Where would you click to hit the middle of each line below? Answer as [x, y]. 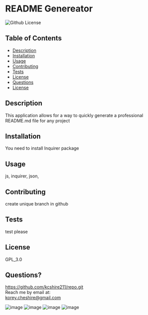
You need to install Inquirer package [42, 148]
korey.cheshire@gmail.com [33, 297]
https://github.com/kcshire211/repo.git [44, 287]
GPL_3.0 [14, 259]
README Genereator [49, 9]
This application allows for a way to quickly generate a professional [74, 115]
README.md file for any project [38, 120]
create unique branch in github [37, 204]
